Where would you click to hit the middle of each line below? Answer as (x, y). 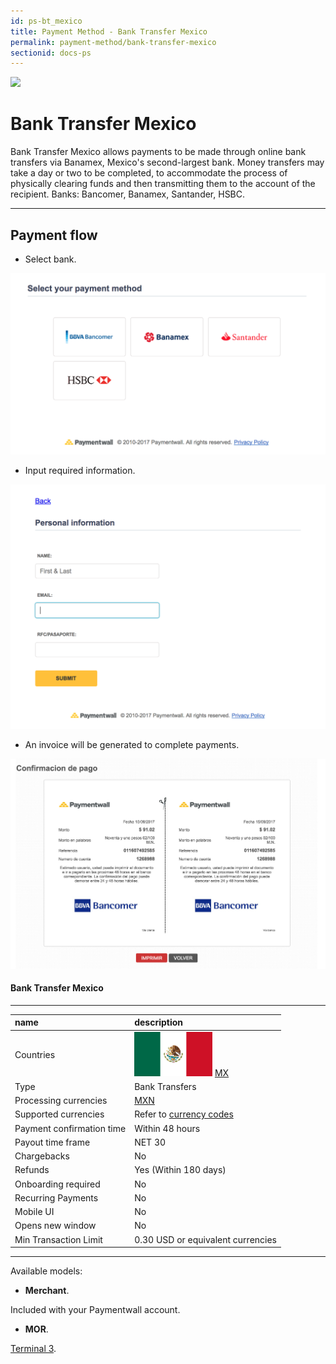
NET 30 (150, 1142)
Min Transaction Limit (58, 1239)
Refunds (32, 1170)
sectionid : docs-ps (51, 53)
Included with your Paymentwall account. (95, 1310)
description (159, 1022)
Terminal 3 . (33, 1349)
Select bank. (50, 259)
